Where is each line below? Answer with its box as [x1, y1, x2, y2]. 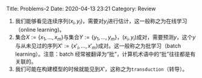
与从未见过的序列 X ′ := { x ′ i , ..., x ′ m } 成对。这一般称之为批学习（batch [15, 42, 181, 50]
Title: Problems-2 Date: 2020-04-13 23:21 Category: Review [6, 5, 156, 12]
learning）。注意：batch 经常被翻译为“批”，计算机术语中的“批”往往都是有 [15, 50, 196, 58]
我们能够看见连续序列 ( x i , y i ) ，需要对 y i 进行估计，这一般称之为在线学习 [15, 17, 187, 26]
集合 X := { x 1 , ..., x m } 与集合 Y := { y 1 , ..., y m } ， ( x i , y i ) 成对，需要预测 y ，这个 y [15, 33, 196, 42]
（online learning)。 [15, 26, 65, 33]
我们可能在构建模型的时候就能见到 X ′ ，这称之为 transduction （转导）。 [15, 65, 188, 73]
